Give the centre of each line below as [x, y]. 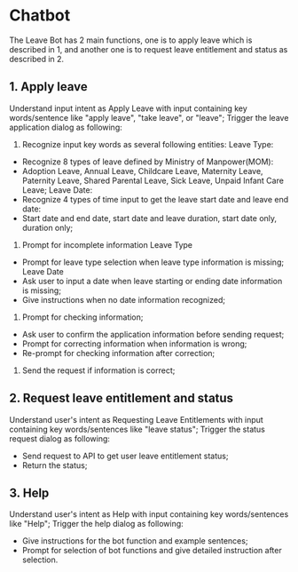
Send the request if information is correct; [98, 370]
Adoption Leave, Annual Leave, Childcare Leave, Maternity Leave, [142, 171]
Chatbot [40, 16]
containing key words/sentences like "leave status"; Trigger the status [137, 429]
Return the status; [55, 465]
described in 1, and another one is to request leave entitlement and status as [149, 49]
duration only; [47, 227]
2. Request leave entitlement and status [121, 398]
